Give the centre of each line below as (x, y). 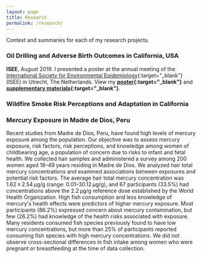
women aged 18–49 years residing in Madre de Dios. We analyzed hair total (99, 165)
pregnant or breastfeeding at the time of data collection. (76, 248)
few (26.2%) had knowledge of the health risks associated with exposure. (98, 216)
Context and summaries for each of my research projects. (78, 40)
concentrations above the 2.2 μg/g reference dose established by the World (100, 190)
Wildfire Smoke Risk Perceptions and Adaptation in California (98, 104)
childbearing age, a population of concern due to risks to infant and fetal (96, 152)
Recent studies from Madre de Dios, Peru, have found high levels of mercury (101, 133)
